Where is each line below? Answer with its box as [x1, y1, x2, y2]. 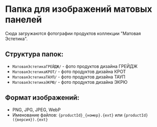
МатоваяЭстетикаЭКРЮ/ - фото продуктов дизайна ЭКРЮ [12, 79, 128, 85]
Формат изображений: [5, 93, 80, 102]
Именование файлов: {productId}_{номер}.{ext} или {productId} [12, 112, 148, 118]
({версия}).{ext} [12, 117, 48, 122]
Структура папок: [5, 50, 64, 59]
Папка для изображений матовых [5, 3, 153, 15]
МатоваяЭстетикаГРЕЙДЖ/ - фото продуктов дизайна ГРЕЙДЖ [12, 63, 138, 69]
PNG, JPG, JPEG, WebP [12, 107, 61, 113]
